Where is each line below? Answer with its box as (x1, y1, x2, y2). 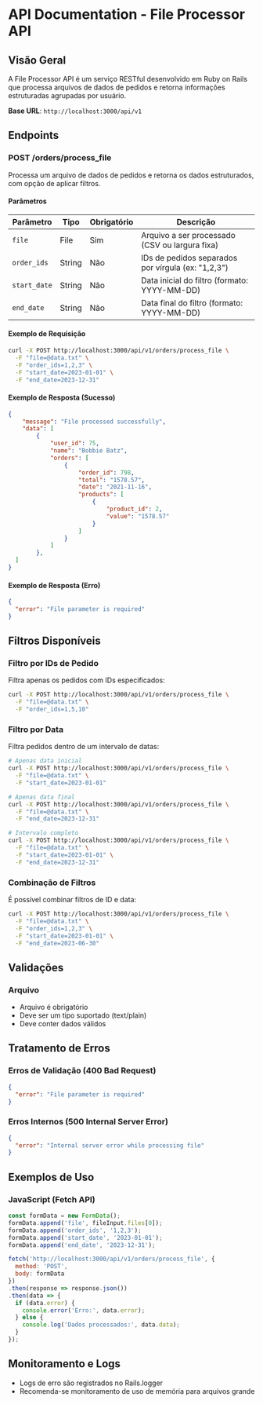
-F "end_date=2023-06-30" (15, 939, 100, 947)
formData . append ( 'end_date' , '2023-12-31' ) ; (8, 1241, 156, 1249)
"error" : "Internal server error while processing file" (15, 1141, 205, 1150)
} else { (15, 1314, 44, 1322)
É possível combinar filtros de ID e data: (8, 895, 137, 905)
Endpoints (8, 129, 59, 142)
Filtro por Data (8, 724, 64, 735)
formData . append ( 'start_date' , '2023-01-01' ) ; (8, 1234, 163, 1241)
